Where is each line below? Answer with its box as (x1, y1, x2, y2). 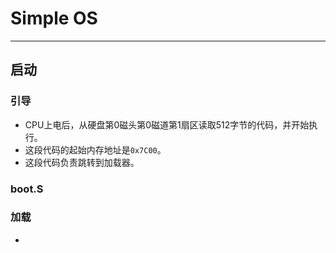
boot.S (10, 182, 44, 196)
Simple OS (10, 7, 98, 30)
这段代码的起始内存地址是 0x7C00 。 (24, 143, 167, 156)
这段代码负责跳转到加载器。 (24, 156, 140, 168)
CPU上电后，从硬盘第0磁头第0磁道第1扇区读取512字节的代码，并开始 (24, 118, 310, 131)
